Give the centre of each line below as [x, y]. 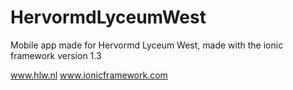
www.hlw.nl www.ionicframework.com [89, 75]
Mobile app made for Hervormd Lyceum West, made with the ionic [147, 45]
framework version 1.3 [56, 55]
